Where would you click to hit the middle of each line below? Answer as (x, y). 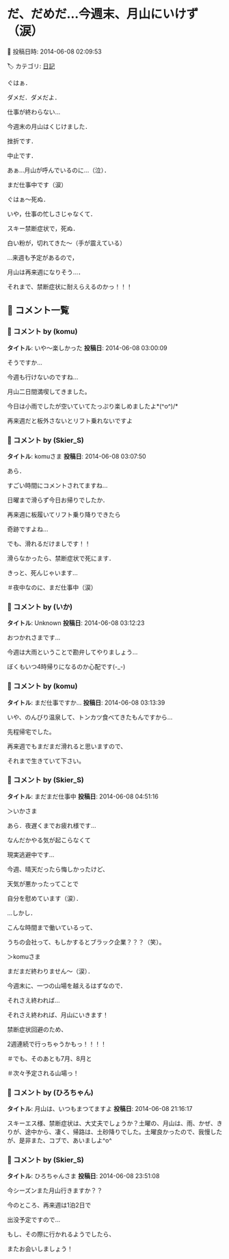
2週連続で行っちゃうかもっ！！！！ (57, 1044)
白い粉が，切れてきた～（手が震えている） (67, 243)
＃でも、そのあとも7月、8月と (50, 1058)
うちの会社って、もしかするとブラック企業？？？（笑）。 (86, 942)
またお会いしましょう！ (40, 1249)
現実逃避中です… (31, 855)
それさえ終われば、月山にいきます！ (58, 1014)
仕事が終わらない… (34, 112)
